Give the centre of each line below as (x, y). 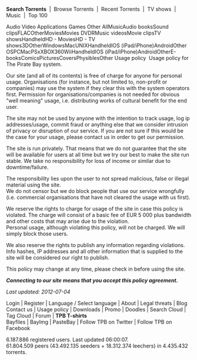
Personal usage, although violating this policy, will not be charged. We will (96, 227)
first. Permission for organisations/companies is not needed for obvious (93, 94)
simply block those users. (37, 234)
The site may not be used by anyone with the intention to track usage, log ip (98, 118)
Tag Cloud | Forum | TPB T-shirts (46, 316)
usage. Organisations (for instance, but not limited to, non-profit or (87, 82)
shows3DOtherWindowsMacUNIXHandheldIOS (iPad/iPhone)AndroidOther (96, 45)
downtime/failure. (27, 167)
